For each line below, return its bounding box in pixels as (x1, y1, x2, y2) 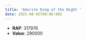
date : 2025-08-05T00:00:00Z (5, 12, 63, 17)
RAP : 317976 (12, 25, 38, 31)
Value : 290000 (12, 30, 43, 36)
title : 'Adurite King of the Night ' (5, 7, 82, 12)
